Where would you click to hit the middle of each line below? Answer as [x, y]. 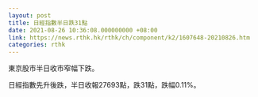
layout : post [30, 15]
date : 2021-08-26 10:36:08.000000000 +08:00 [83, 30]
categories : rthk [37, 45]
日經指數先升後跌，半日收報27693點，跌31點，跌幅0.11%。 [104, 85]
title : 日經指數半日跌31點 [48, 23]
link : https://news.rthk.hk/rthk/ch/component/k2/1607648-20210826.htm [129, 37]
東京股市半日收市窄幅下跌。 [54, 69]
